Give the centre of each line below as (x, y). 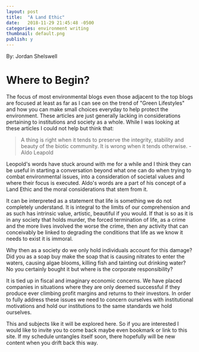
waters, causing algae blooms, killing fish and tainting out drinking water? (96, 263)
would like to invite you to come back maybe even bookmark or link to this (97, 330)
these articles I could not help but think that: (60, 128)
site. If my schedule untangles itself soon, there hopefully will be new (91, 336)
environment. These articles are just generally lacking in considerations (94, 115)
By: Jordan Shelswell (32, 56)
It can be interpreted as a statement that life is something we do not (89, 200)
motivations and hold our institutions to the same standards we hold (89, 306)
